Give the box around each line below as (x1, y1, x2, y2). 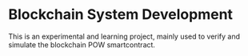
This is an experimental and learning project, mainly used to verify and (8, 32, 241, 41)
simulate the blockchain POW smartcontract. (8, 39, 156, 49)
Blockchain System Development (8, 6, 234, 24)
